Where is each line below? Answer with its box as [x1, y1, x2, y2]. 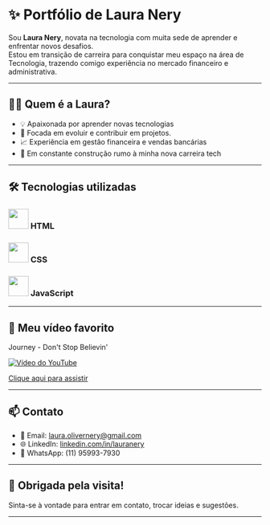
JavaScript [30, 287, 74, 299]
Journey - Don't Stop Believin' [8, 343, 108, 352]
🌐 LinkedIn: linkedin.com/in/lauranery [19, 439, 145, 449]
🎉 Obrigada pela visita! [8, 479, 125, 493]
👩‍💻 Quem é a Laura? [8, 98, 111, 112]
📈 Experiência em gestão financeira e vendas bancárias [19, 136, 207, 146]
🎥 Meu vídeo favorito [8, 321, 115, 335]
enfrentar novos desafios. [8, 41, 94, 51]
